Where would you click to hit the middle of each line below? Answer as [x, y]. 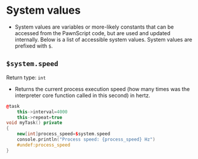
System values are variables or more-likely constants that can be [94, 27]
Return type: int [26, 77]
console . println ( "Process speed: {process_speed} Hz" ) [86, 139]
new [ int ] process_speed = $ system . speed [64, 134]
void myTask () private [34, 123]
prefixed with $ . [34, 46]
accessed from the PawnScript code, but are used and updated [92, 33]
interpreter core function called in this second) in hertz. [82, 95]
